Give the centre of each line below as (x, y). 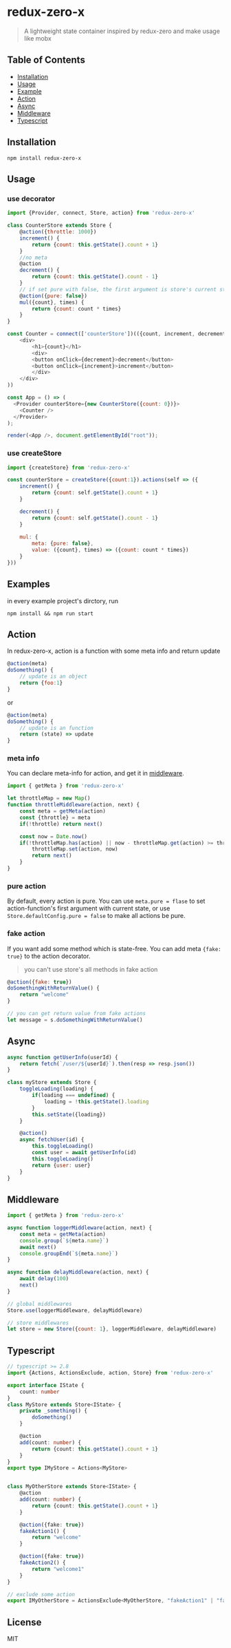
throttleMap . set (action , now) (75, 849)
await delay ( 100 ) (44, 1279)
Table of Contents (46, 60)
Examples (29, 584)
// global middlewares (40, 1304)
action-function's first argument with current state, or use (89, 908)
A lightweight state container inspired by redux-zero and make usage (122, 31)
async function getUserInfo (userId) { (63, 1057)
